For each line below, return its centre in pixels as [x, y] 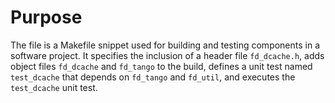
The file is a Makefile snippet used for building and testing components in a [165, 45]
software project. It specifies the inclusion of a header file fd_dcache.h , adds [167, 55]
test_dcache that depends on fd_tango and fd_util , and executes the [153, 77]
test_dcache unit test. [54, 87]
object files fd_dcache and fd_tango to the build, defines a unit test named [161, 66]
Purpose [46, 17]
